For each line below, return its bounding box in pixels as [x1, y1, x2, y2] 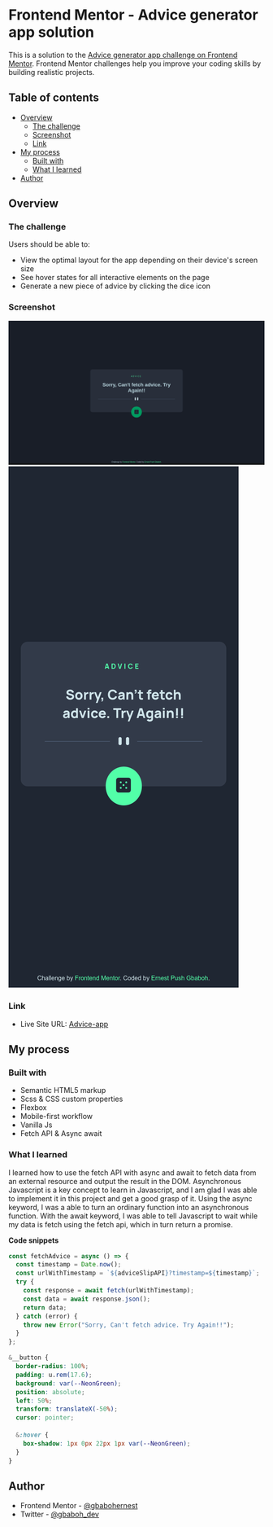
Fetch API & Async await [19, 1129, 102, 1139]
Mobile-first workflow [19, 1112, 93, 1121]
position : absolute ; [15, 1388, 85, 1396]
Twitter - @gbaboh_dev [19, 1509, 100, 1520]
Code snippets [8, 1235, 59, 1245]
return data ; [23, 1303, 67, 1312]
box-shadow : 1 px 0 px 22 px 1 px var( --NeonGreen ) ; [23, 1439, 191, 1447]
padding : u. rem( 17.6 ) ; [15, 1371, 93, 1379]
